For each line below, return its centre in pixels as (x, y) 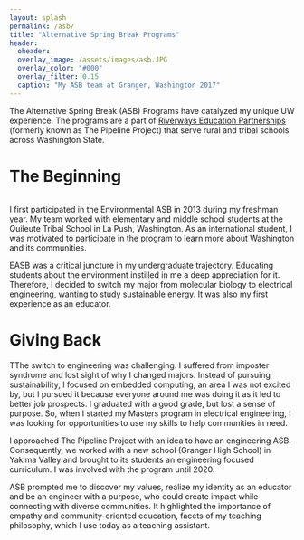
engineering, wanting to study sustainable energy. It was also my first (139, 294)
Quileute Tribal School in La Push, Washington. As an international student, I (151, 228)
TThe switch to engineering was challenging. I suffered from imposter (139, 365)
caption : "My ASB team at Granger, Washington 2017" (119, 85)
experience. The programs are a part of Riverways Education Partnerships (148, 120)
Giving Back (56, 340)
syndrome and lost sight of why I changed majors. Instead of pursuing (140, 374)
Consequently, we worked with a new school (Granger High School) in (140, 450)
